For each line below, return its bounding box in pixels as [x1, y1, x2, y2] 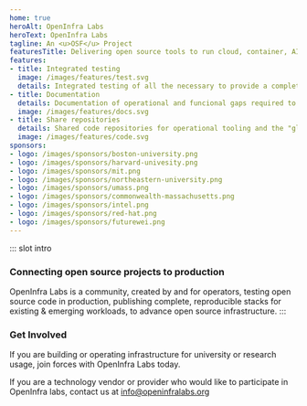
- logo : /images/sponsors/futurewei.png [9, 217, 166, 227]
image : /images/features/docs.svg [17, 107, 149, 116]
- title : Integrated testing [9, 65, 121, 74]
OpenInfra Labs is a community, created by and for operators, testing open [9, 285, 291, 297]
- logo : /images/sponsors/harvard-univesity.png [9, 157, 198, 167]
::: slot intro [9, 242, 52, 253]
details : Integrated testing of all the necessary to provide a [17, 81, 268, 91]
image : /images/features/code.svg [17, 133, 149, 142]
